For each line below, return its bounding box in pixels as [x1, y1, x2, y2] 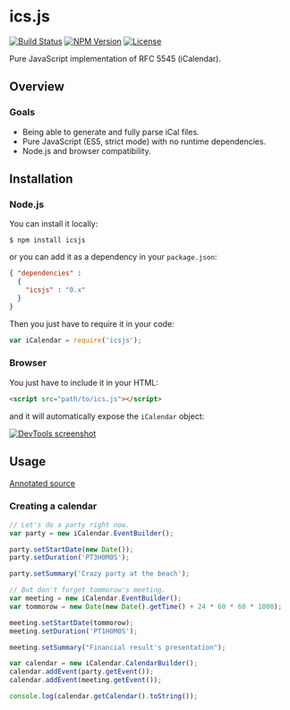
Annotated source [9, 477, 76, 489]
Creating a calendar [9, 500, 98, 512]
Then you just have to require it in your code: [9, 318, 175, 329]
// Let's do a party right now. [9, 520, 130, 529]
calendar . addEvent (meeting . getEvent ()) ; [9, 676, 163, 685]
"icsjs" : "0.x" [25, 286, 87, 295]
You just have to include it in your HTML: [9, 377, 159, 388]
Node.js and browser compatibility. [21, 145, 151, 156]
